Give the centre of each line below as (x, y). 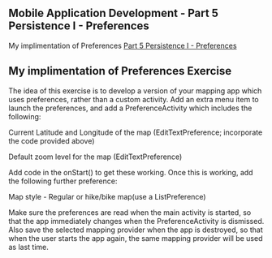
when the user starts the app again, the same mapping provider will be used (136, 238)
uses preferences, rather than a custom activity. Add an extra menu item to (134, 99)
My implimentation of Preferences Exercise (120, 71)
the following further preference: (63, 181)
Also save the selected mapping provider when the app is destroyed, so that (136, 230)
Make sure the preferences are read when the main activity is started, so (130, 212)
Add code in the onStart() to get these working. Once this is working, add (131, 172)
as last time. (28, 247)
